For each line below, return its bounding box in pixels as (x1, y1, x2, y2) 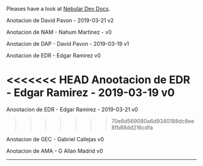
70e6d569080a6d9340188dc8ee (111, 117, 195, 124)
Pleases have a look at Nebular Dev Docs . (6, 5, 111, 12)
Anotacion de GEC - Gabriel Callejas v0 (6, 135, 105, 142)
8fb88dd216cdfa (111, 124, 153, 131)
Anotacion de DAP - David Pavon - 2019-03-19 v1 (6, 40, 129, 47)
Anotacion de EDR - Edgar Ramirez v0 (6, 52, 101, 59)
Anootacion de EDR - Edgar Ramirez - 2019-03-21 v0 (6, 106, 138, 113)
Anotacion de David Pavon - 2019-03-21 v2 (6, 17, 114, 24)
